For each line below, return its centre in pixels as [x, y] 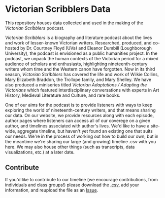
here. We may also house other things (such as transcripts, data [70, 147]
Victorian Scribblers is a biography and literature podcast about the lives [79, 38]
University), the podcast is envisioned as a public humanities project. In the [81, 53]
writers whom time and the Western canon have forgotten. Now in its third [80, 69]
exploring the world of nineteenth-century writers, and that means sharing [81, 110]
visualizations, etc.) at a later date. [40, 152]
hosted [12, 48]
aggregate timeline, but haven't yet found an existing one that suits [85, 131]
